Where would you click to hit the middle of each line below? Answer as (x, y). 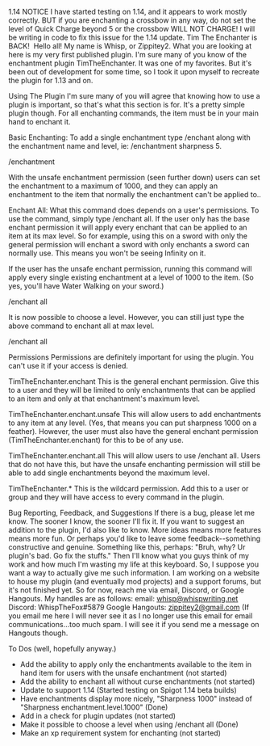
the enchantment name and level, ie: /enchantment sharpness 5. (115, 146)
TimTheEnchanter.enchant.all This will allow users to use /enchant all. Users (134, 455)
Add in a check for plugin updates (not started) (98, 716)
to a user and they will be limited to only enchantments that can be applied (132, 390)
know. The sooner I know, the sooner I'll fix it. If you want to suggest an (127, 521)
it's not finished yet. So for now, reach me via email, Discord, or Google (126, 590)
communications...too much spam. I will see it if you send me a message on (134, 624)
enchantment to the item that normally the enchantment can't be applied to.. (135, 194)
